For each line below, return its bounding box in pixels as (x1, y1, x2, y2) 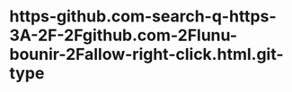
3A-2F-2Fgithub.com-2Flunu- (9, 25, 238, 46)
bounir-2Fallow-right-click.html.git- (9, 45, 285, 64)
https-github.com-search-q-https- (9, 6, 277, 27)
